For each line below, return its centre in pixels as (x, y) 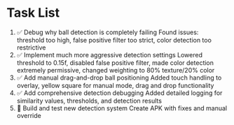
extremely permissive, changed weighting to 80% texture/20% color (116, 70)
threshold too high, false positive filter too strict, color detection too (114, 40)
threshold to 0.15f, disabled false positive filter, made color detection (115, 62)
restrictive (31, 47)
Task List (33, 13)
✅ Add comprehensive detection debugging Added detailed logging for (119, 93)
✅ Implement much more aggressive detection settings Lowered (109, 54)
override (29, 115)
